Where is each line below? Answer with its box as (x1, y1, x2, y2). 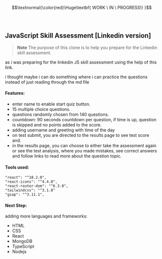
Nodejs (12, 249, 27, 255)
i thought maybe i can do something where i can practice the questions (5, 74, 148, 80)
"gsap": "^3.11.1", (5, 192, 45, 197)
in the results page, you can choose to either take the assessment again (12, 143, 157, 149)
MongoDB (12, 238, 33, 244)
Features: (5, 90, 25, 96)
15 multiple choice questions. (12, 107, 71, 112)
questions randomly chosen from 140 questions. (12, 111, 109, 117)
